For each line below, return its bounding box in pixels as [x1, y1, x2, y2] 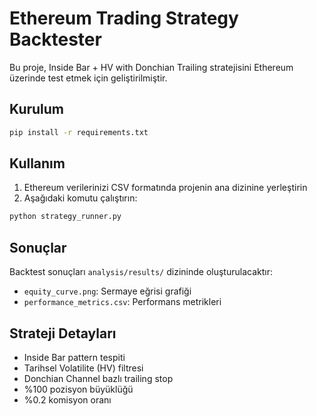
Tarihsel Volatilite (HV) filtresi [23, 362, 144, 374]
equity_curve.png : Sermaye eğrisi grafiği [23, 285, 192, 297]
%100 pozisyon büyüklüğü [23, 383, 134, 395]
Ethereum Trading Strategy [9, 7, 239, 30]
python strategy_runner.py [9, 212, 122, 222]
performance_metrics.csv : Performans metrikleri [23, 296, 222, 308]
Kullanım [9, 155, 66, 172]
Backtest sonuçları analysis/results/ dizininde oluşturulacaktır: [9, 266, 273, 278]
